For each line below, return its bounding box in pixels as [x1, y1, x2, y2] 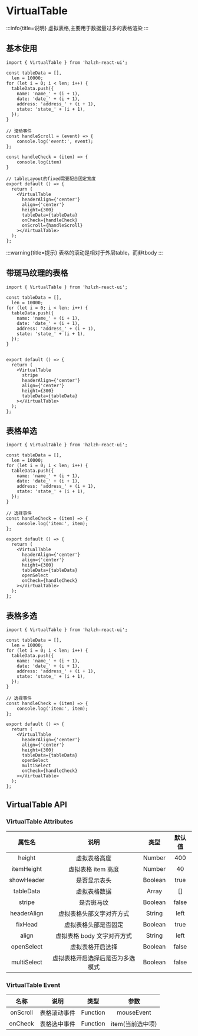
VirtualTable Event [6, 981, 61, 989]
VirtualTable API [6, 799, 68, 809]
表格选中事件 [39, 1020, 75, 1028]
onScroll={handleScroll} [21, 222, 83, 229]
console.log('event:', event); [16, 138, 94, 144]
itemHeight [11, 864, 42, 873]
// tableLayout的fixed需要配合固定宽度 [6, 176, 96, 182]
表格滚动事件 [39, 1009, 75, 1017]
